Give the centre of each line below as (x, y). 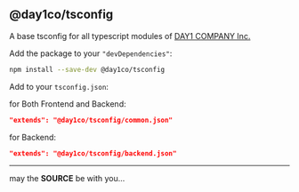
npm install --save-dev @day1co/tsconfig (87, 69)
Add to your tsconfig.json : (59, 86)
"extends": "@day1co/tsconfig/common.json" (91, 120)
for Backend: (32, 137)
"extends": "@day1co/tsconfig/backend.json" (93, 153)
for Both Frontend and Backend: (68, 104)
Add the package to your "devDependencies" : (91, 53)
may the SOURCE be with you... (67, 179)
